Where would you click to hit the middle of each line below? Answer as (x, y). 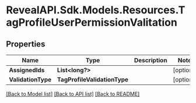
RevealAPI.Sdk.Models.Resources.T (96, 10)
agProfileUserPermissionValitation (92, 22)
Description (150, 60)
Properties (26, 44)
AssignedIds (27, 70)
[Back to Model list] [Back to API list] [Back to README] (73, 94)
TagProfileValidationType (93, 79)
